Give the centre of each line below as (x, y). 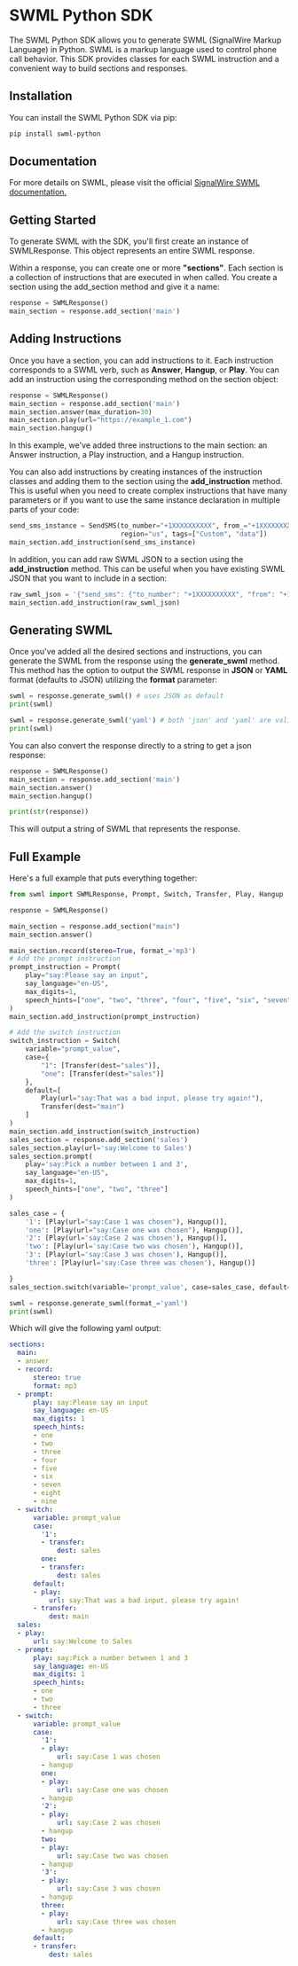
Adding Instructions (66, 339)
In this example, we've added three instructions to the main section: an (138, 445)
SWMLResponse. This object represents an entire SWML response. (132, 251)
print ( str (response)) (49, 812)
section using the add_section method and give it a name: (114, 287)
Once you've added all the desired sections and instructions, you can (136, 652)
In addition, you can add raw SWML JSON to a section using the (126, 559)
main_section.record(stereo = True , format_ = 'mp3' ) (103, 951)
